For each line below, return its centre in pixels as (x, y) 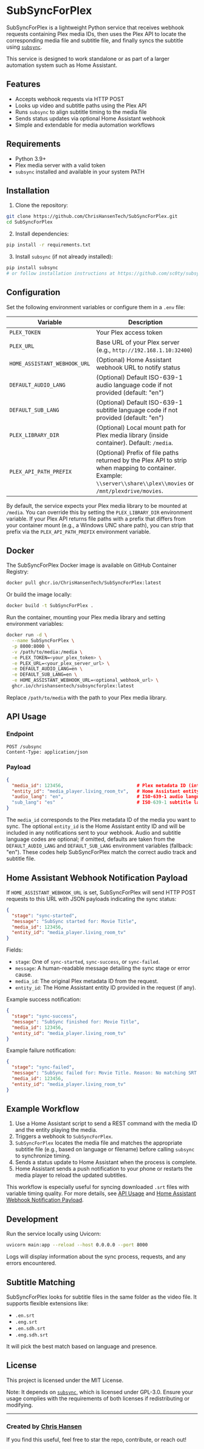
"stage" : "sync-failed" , (43, 1067)
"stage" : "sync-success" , (45, 1016)
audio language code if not (134, 385)
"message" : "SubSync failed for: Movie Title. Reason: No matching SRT (104, 1073)
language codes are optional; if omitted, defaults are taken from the (90, 839)
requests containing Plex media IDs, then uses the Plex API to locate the (96, 33)
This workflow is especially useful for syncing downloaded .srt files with (98, 1187)
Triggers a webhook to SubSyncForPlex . (64, 1137)
